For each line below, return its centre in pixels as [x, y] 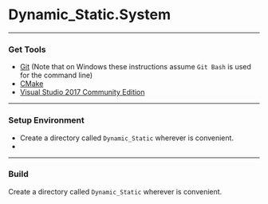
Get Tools [27, 49]
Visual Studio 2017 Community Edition [82, 92]
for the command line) [56, 75]
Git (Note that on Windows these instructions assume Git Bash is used [135, 67]
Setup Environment [47, 120]
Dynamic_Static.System [90, 15]
